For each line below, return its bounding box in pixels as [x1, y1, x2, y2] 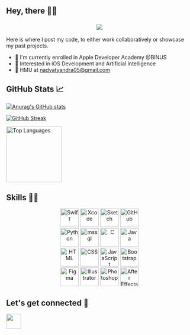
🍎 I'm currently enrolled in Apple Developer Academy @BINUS [14, 53, 167, 61]
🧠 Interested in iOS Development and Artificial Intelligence [14, 60, 156, 67]
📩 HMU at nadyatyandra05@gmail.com [14, 66, 111, 73]
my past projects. [6, 42, 49, 49]
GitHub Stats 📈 [6, 84, 64, 94]
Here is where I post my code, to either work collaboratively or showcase [6, 36, 185, 43]
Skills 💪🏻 [6, 192, 39, 203]
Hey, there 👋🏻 [6, 6, 57, 16]
